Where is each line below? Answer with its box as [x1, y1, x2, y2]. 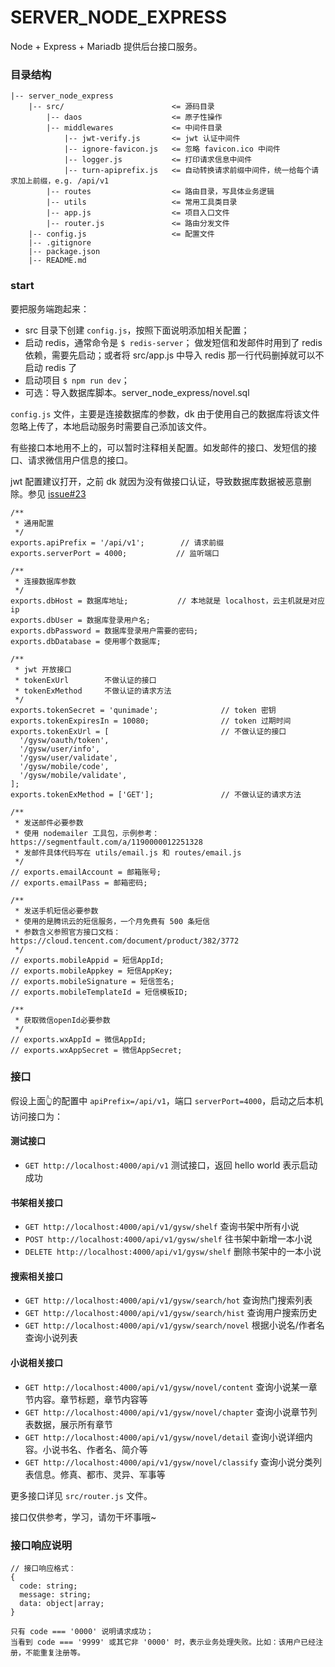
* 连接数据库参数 [14, 576, 77, 586]
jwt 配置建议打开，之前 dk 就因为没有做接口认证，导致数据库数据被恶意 [10, 475, 303, 487]
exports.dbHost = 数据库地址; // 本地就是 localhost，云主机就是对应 [10, 596, 325, 606]
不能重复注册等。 [24, 1647, 85, 1658]
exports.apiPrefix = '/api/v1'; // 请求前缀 [10, 537, 225, 548]
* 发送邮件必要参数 [14, 817, 84, 828]
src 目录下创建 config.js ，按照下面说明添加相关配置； [24, 324, 250, 336]
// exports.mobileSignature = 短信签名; [10, 976, 175, 986]
